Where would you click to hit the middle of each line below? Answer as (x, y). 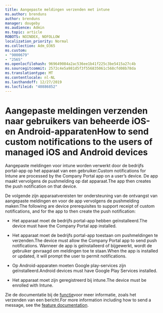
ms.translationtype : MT (29, 73)
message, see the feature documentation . (47, 305)
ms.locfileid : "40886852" (31, 87)
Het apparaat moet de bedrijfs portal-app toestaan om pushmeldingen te (85, 235)
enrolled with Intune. (33, 285)
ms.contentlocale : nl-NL (30, 78)
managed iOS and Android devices (77, 152)
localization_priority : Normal (37, 41)
